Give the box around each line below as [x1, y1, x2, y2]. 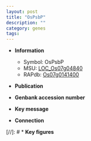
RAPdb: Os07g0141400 [23, 71, 79, 78]
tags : [6, 31, 19, 37]
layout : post [6, 8, 38, 15]
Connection [14, 117, 44, 124]
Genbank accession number [14, 94, 85, 101]
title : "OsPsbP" [6, 14, 46, 20]
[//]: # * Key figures [6, 129, 54, 136]
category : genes [6, 25, 46, 31]
